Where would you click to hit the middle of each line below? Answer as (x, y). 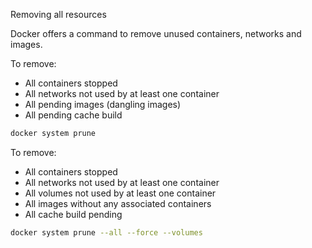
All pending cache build (73, 115)
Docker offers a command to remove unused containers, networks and (156, 33)
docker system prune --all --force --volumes (106, 232)
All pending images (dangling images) (103, 104)
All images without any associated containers (118, 203)
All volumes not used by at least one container (120, 193)
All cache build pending (73, 214)
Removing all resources (58, 14)
